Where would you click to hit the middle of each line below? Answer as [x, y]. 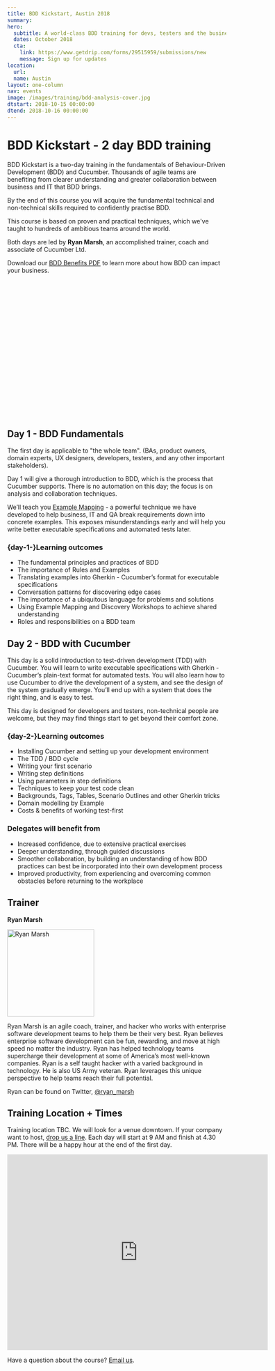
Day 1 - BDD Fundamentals [66, 433]
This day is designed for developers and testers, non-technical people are [113, 711]
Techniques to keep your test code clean [76, 788]
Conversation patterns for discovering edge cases [89, 592]
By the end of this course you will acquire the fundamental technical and [111, 200]
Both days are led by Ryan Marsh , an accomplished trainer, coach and [108, 242]
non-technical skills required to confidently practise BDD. [89, 207]
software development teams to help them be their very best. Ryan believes [115, 1033]
